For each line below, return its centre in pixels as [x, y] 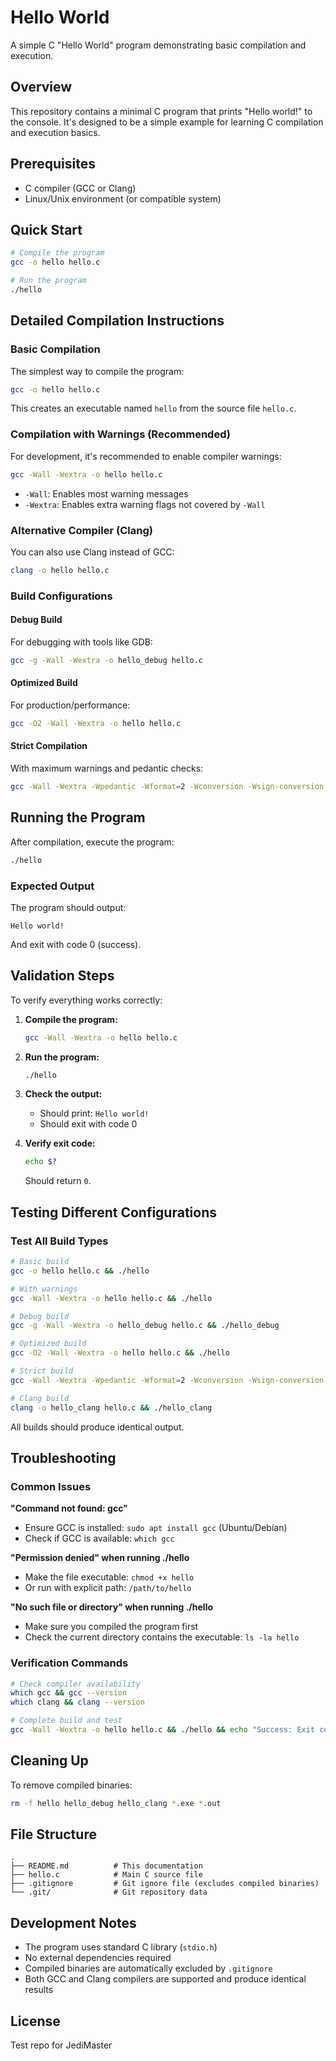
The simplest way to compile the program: [97, 371]
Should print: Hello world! [94, 1113]
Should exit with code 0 [88, 1124]
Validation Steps [62, 976]
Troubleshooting [63, 1457]
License [35, 2021]
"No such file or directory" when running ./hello [112, 1607]
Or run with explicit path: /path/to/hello [108, 1588]
